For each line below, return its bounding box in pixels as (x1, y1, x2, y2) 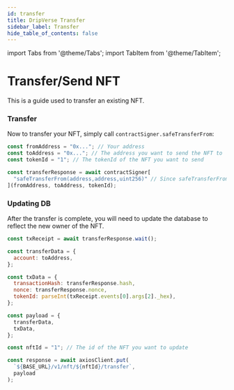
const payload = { (7, 312, 61, 319)
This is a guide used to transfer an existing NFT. (7, 96, 145, 105)
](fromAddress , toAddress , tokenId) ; (7, 182, 117, 189)
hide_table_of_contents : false (7, 29, 98, 37)
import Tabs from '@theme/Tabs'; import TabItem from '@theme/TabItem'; (7, 49, 221, 57)
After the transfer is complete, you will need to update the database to (7, 215, 209, 223)
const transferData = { (7, 247, 77, 255)
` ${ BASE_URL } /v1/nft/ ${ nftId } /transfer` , (13, 363, 136, 370)
